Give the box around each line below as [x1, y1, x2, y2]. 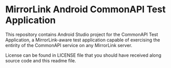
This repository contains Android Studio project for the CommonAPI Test [5, 31, 158, 37]
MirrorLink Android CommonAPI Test [5, 4, 166, 15]
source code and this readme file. [5, 57, 76, 63]
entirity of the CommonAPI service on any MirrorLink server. [5, 42, 133, 48]
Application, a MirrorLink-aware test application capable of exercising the [5, 37, 160, 43]
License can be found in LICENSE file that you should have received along [5, 52, 162, 58]
